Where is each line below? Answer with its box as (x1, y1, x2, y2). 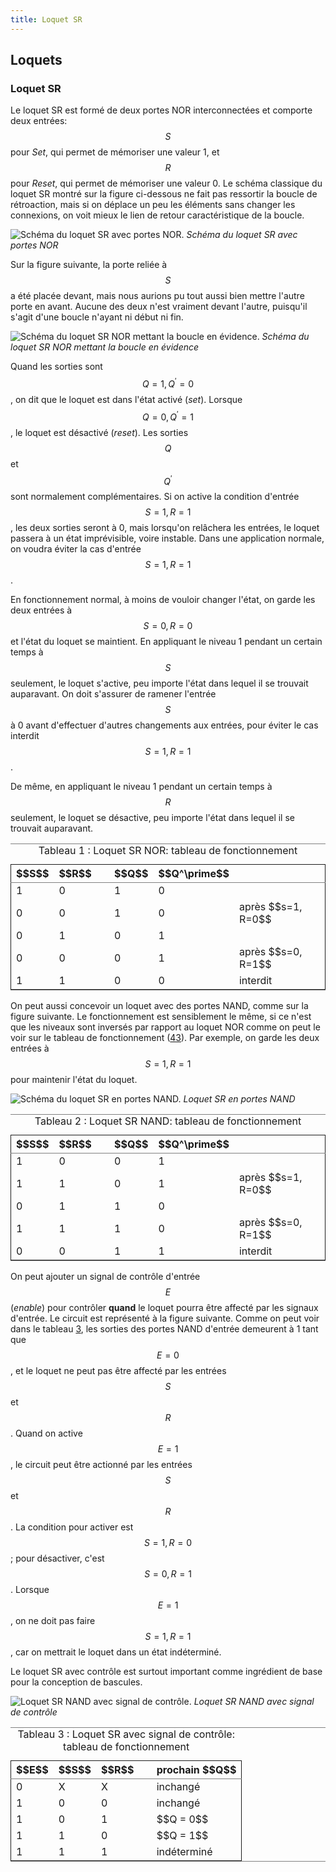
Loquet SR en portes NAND (183, 1093, 296, 1105)
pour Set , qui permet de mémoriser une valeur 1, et (10, 146, 220, 158)
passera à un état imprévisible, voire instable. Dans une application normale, (10, 532, 325, 545)
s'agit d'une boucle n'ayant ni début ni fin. (10, 311, 184, 323)
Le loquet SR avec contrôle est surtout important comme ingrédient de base (10, 1666, 323, 1678)
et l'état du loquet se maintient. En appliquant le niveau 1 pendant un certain (10, 636, 323, 648)
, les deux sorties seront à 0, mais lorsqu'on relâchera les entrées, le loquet (10, 522, 320, 534)
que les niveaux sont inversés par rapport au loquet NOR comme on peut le (10, 1021, 321, 1033)
